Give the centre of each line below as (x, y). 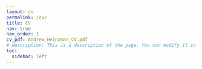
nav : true (19, 28)
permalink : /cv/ (27, 17)
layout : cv (20, 12)
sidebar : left (29, 56)
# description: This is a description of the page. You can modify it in (101, 46)
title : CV (19, 23)
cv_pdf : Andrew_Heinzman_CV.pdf (47, 40)
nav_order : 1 (23, 34)
